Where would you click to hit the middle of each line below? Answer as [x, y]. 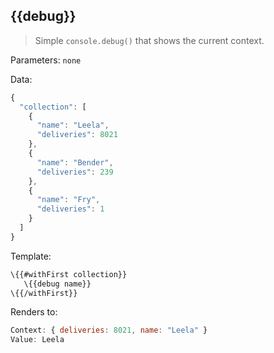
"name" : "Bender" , [75, 162]
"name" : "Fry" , [68, 200]
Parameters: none [46, 60]
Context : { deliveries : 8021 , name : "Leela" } [109, 330]
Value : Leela [37, 340]
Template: [31, 256]
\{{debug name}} [57, 284]
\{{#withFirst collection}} [69, 274]
